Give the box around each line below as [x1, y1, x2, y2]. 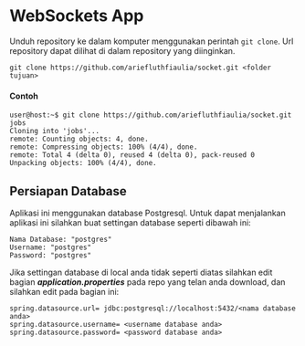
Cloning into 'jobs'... [9, 127, 100, 136]
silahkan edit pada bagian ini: [9, 286, 120, 297]
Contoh [9, 90, 38, 101]
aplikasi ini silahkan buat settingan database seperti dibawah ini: [9, 216, 251, 228]
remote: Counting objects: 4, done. [9, 134, 149, 144]
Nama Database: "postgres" [9, 235, 112, 244]
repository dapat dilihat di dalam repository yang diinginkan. [9, 45, 236, 56]
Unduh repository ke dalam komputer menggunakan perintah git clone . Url [9, 36, 294, 47]
